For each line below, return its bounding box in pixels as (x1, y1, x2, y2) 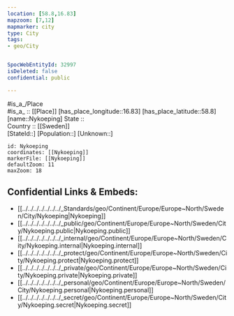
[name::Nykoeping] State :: (7, 114, 85, 123)
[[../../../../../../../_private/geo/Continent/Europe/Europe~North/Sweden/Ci (17, 264, 227, 272)
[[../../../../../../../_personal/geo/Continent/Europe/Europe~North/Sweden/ (17, 278, 226, 287)
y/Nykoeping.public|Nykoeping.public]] (17, 227, 131, 235)
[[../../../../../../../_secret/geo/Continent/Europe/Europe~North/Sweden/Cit (17, 294, 227, 302)
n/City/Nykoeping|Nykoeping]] (17, 212, 106, 220)
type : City (7, 29, 39, 37)
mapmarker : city (7, 23, 54, 30)
